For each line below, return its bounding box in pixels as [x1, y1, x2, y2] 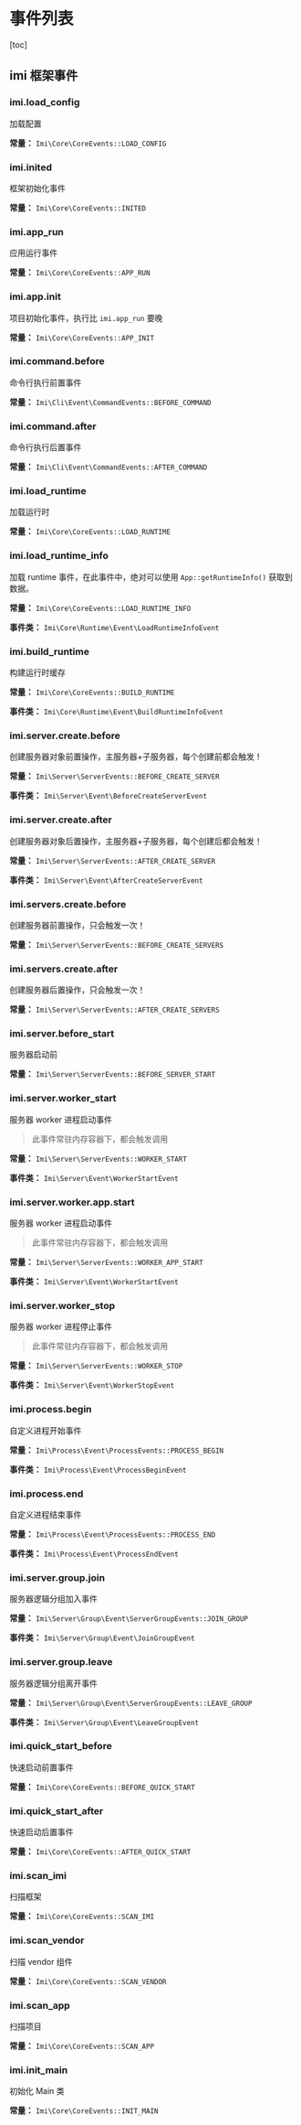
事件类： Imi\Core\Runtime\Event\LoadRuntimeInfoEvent [9, 621, 220, 632]
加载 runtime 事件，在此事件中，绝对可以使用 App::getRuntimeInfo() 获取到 [9, 571, 294, 582]
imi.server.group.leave [9, 1656, 113, 1669]
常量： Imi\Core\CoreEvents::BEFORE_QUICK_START [9, 1781, 196, 1792]
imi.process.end [9, 1487, 84, 1500]
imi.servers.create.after [9, 962, 119, 975]
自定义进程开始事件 [9, 1424, 82, 1436]
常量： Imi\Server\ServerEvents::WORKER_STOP [9, 1360, 183, 1371]
